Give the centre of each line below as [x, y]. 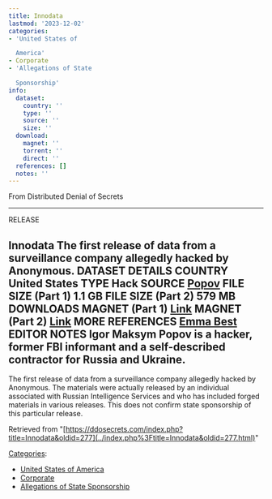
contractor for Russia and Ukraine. [97, 359]
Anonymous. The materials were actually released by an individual [119, 388]
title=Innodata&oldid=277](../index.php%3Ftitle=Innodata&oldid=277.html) [132, 438]
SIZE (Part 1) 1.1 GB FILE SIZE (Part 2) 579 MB [122, 296]
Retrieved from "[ [37, 429]
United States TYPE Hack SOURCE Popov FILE [126, 284]
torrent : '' [43, 151]
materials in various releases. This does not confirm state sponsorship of [130, 405]
